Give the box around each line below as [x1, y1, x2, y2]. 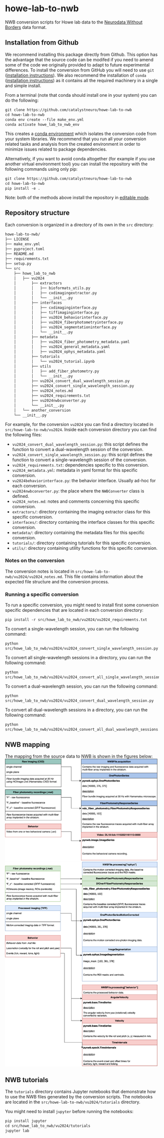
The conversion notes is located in [5, 568, 75, 574]
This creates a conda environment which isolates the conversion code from [5, 131, 157, 136]
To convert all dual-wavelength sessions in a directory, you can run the [5, 707, 148, 713]
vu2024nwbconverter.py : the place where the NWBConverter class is [12, 488, 144, 494]
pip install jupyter [5, 1118, 47, 1124]
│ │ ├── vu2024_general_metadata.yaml [14, 344, 110, 349]
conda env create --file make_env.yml [5, 117, 84, 122]
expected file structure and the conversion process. [5, 579, 109, 584]
